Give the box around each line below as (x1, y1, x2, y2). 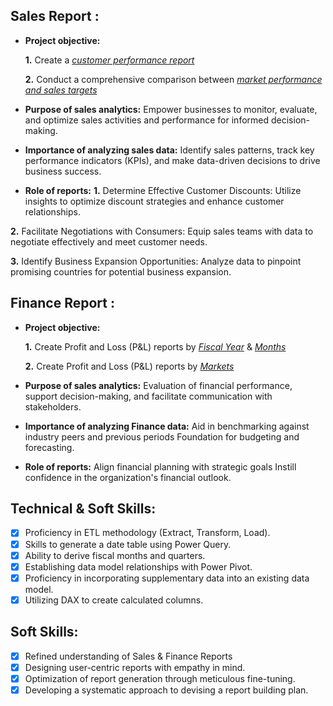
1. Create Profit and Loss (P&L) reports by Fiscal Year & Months (24, 340, 287, 353)
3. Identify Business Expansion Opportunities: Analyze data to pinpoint (10, 255, 302, 267)
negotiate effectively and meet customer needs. (10, 235, 208, 248)
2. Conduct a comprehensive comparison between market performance (24, 73, 323, 85)
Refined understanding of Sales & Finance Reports (24, 650, 233, 662)
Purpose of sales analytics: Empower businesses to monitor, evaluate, (24, 103, 318, 115)
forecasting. (24, 441, 75, 453)
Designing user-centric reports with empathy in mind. (24, 661, 246, 673)
